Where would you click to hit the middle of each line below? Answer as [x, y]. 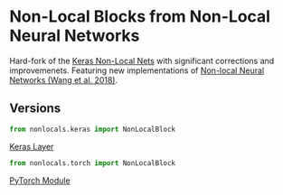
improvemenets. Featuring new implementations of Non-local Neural [137, 70]
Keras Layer [32, 146]
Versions [35, 109]
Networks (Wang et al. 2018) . [64, 79]
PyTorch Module [40, 180]
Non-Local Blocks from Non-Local [140, 17]
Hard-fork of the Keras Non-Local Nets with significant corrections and [142, 60]
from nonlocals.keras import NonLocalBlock [93, 129]
